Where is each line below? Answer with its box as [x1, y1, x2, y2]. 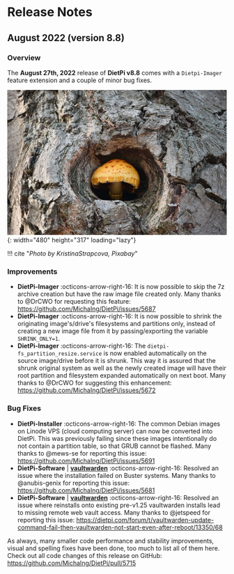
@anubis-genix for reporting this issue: [17, 479, 130, 487]
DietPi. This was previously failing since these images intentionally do [17, 434, 217, 442]
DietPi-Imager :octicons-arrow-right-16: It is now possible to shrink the [17, 312, 222, 320]
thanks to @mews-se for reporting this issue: [17, 449, 148, 457]
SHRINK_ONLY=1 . [17, 334, 61, 343]
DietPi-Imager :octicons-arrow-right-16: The [17, 342, 146, 350]
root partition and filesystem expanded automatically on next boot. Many [17, 371, 226, 380]
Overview [7, 53, 41, 63]
